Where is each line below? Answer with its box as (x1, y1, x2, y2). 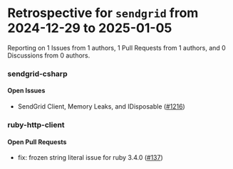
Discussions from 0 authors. (7, 51, 90, 60)
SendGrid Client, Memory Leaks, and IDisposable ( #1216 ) (17, 102, 185, 111)
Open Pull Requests (7, 137, 67, 146)
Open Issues (7, 87, 46, 95)
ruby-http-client (7, 119, 66, 129)
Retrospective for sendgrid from (7, 5, 199, 21)
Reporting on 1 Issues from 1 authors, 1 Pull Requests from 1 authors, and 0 (7, 43, 226, 52)
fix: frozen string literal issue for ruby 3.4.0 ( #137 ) (17, 153, 164, 162)
